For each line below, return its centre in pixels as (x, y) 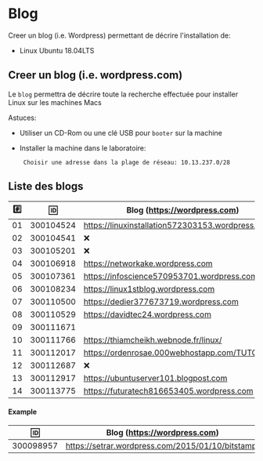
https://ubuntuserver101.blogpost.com (155, 378)
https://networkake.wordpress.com (148, 263)
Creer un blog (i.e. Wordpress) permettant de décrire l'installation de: (119, 35)
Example (23, 412)
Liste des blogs (46, 186)
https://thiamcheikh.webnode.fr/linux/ (153, 339)
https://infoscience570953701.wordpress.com (171, 276)
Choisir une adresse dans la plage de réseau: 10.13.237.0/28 (127, 162)
